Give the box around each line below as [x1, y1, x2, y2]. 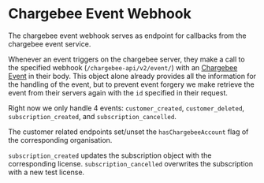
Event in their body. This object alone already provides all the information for [8, 71, 257, 80]
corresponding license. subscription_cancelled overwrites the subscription [8, 159, 254, 168]
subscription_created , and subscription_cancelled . [8, 111, 177, 121]
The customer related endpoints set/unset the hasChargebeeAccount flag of [8, 127, 249, 136]
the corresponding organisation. [8, 135, 113, 144]
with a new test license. [8, 167, 85, 177]
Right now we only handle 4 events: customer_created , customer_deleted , [8, 103, 245, 113]
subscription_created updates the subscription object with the [8, 151, 212, 160]
